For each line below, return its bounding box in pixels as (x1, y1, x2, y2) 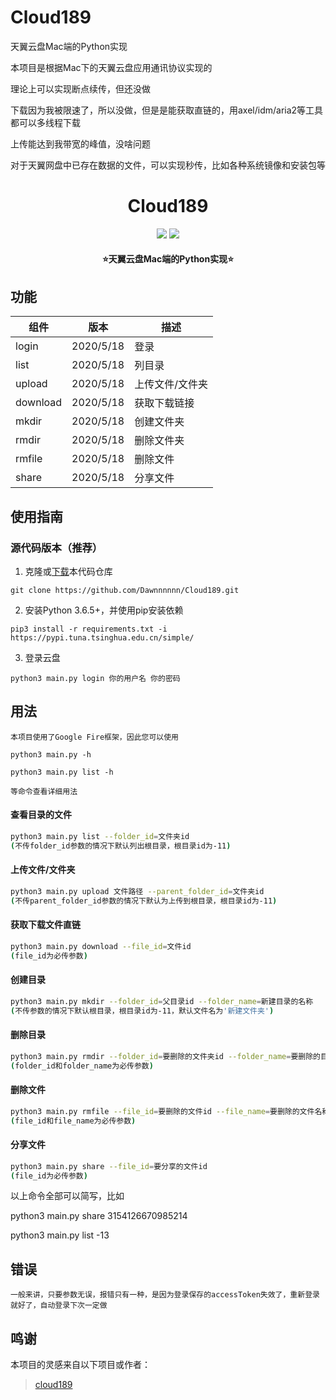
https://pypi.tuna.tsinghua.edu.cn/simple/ (10, 632, 195, 643)
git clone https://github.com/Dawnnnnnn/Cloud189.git (10, 585, 240, 595)
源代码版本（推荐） (10, 541, 103, 555)
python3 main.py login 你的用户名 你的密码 (10, 673, 181, 683)
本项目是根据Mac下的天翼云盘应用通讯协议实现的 (10, 61, 213, 73)
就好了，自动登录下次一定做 (10, 1301, 108, 1311)
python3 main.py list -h (10, 767, 114, 777)
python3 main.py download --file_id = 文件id (10, 941, 192, 951)
